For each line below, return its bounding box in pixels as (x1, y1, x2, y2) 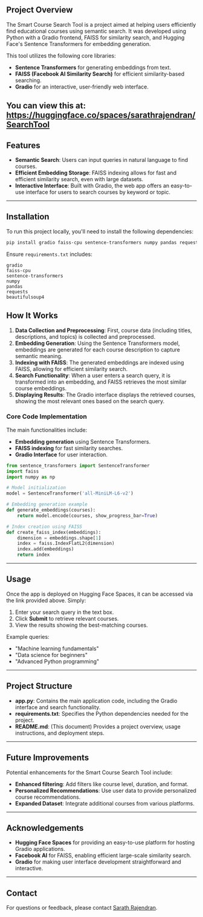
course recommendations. (14, 793, 81, 801)
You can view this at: (6, 101, 86, 111)
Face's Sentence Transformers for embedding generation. (6, 40, 151, 47)
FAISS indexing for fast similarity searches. (14, 444, 123, 452)
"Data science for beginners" (14, 651, 88, 658)
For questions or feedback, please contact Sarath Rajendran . (6, 904, 158, 912)
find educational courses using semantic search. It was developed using (6, 27, 186, 35)
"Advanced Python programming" (14, 658, 100, 665)
